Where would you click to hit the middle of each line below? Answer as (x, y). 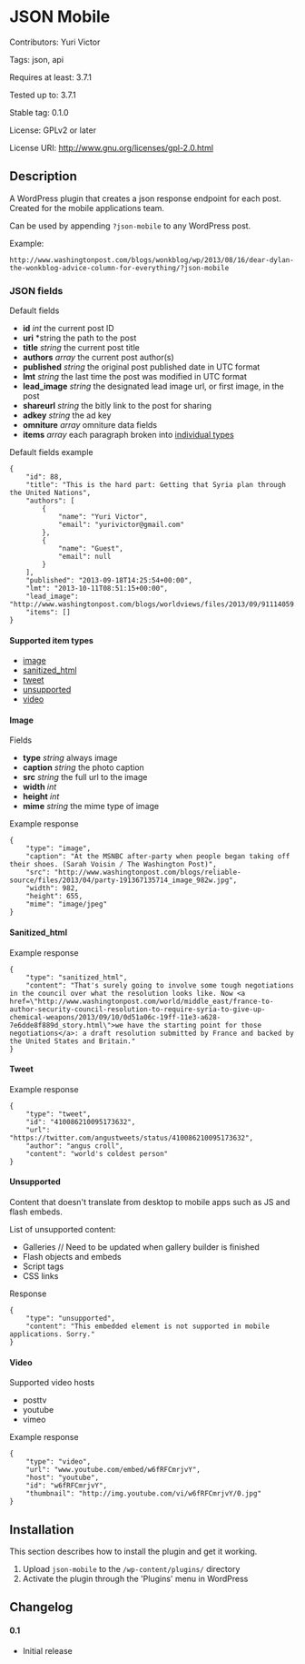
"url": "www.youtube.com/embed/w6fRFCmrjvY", (113, 1470)
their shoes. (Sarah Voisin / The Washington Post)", (113, 865)
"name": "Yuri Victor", (103, 517)
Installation (42, 1530)
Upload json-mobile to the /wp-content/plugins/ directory (131, 1569)
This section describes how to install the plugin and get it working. (133, 1552)
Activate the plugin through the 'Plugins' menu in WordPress (135, 1579)
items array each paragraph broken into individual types (128, 435)
